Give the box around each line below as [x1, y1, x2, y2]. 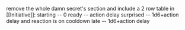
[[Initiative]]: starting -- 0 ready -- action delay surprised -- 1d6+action [6, 11, 179, 18]
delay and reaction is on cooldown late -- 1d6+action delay [6, 18, 150, 24]
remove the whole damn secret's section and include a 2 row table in [6, 5, 175, 12]
